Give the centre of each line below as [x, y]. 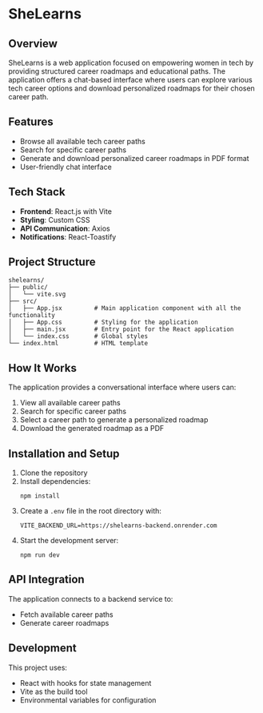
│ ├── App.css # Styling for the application [103, 322]
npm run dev [40, 555]
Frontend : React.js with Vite [66, 211]
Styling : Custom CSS [55, 220]
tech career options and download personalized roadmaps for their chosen [132, 88]
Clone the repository [54, 473]
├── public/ [28, 288]
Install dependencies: [55, 481]
